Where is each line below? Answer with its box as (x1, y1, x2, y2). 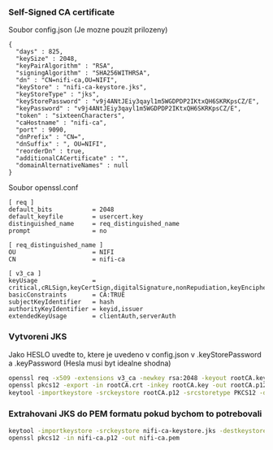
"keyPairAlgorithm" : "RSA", (15, 62, 115, 71)
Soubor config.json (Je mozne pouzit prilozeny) (8, 25, 168, 35)
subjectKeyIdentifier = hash (8, 298, 115, 306)
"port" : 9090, (15, 126, 67, 134)
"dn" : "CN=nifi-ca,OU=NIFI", (15, 76, 118, 84)
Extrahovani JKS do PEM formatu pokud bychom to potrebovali (8, 409, 262, 420)
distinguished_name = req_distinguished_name (8, 220, 180, 228)
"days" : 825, (15, 48, 63, 56)
